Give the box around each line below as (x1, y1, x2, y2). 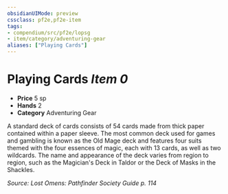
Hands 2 (16, 101, 43, 110)
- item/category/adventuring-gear (7, 36, 106, 43)
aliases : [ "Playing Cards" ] (7, 42, 88, 49)
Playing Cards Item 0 (7, 71, 128, 87)
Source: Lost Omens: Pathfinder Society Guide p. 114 (7, 179, 157, 187)
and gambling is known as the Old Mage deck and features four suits (7, 136, 202, 145)
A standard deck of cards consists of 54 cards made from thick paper (7, 121, 205, 130)
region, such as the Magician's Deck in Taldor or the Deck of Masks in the (7, 158, 216, 167)
